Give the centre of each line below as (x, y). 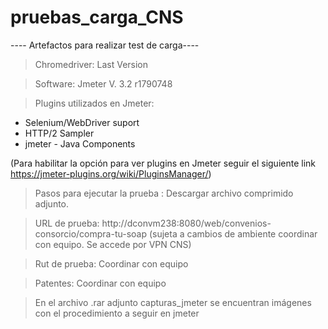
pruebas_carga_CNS (97, 17)
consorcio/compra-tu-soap (91, 233)
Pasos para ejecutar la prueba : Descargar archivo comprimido (164, 193)
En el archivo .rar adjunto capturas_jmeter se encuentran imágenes (173, 302)
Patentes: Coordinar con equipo (100, 283)
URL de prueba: (67, 223)
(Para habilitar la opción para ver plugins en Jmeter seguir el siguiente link (163, 163)
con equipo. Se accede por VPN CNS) (113, 244)
